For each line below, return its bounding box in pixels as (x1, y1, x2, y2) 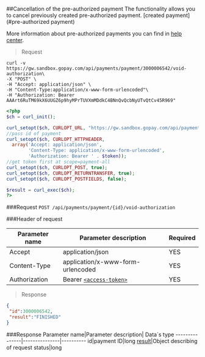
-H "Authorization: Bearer (6, 92, 75, 98)
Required (168, 234, 196, 242)
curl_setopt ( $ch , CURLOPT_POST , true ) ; (6, 164, 108, 170)
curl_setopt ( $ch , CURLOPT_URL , (6, 124, 86, 131)
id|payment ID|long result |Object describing (87, 337, 198, 344)
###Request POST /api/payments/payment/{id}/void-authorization (6, 204, 176, 211)
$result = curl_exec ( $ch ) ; (6, 187, 75, 193)
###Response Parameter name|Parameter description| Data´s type (6, 331, 174, 338)
